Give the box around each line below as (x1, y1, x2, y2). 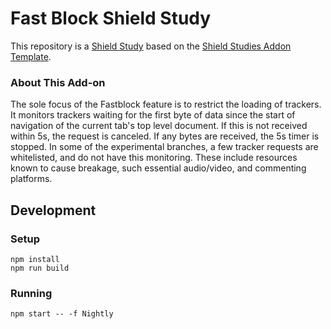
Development (10, 202, 97, 219)
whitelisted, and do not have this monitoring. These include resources (10, 152, 298, 164)
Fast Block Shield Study (10, 7, 212, 30)
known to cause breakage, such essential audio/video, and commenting (10, 162, 307, 174)
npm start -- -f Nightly (10, 309, 114, 319)
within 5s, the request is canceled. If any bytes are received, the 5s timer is (10, 130, 320, 142)
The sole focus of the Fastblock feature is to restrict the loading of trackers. (10, 98, 322, 111)
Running (10, 286, 53, 300)
